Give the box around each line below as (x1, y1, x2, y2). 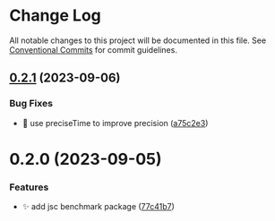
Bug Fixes (9, 98, 54, 110)
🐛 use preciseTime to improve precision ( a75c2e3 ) (21, 117, 209, 128)
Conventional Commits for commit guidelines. (9, 44, 177, 55)
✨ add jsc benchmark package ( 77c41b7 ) (21, 201, 175, 212)
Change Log (9, 5, 101, 26)
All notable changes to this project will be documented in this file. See (9, 35, 267, 46)
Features (9, 181, 49, 193)
